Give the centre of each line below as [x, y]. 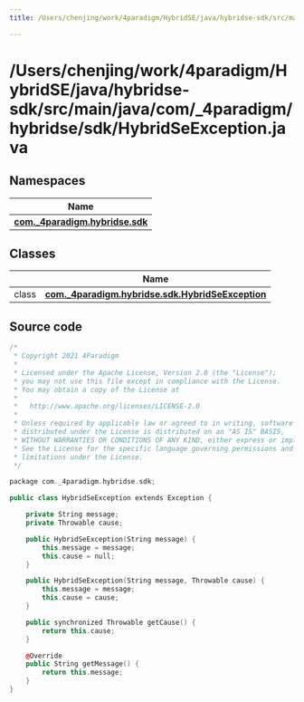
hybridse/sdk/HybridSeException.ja [148, 128]
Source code [46, 327]
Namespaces [47, 181]
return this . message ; [83, 673]
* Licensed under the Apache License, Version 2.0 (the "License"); [145, 372]
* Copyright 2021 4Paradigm [66, 356]
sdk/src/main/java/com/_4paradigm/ [151, 109]
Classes [33, 254]
